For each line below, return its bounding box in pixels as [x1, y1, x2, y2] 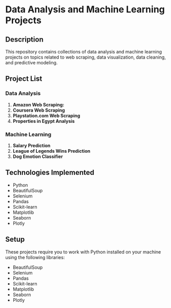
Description [5, 35, 44, 44]
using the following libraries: [5, 254, 65, 260]
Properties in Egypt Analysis [12, 118, 75, 124]
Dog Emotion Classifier [12, 153, 63, 159]
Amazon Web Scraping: [12, 101, 65, 107]
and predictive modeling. [5, 60, 58, 65]
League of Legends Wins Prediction [12, 148, 91, 154]
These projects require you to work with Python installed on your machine [5, 248, 161, 255]
